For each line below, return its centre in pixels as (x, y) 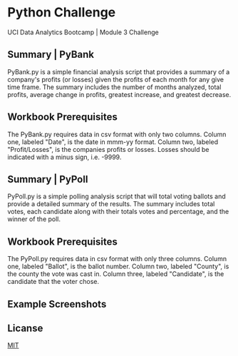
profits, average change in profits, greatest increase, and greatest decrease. (119, 94)
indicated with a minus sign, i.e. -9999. (64, 157)
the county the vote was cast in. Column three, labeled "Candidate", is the (116, 274)
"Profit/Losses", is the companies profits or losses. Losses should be (108, 149)
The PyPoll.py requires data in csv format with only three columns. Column (117, 259)
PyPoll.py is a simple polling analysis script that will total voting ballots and (117, 196)
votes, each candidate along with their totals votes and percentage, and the (118, 212)
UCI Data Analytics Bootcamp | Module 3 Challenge (83, 32)
